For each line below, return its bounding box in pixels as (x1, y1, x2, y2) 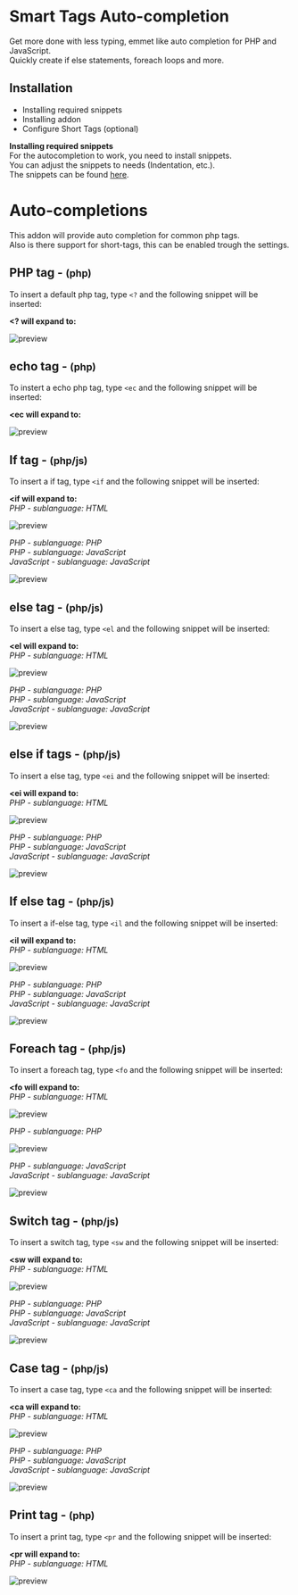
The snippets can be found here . (9, 169, 129, 179)
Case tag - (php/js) (9, 1360, 109, 1375)
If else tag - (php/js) (9, 894, 114, 910)
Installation (9, 80, 73, 96)
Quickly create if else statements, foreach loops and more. (9, 54, 225, 65)
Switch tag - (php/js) (9, 1213, 120, 1228)
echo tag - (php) (9, 359, 96, 374)
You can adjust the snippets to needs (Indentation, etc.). (9, 159, 216, 170)
